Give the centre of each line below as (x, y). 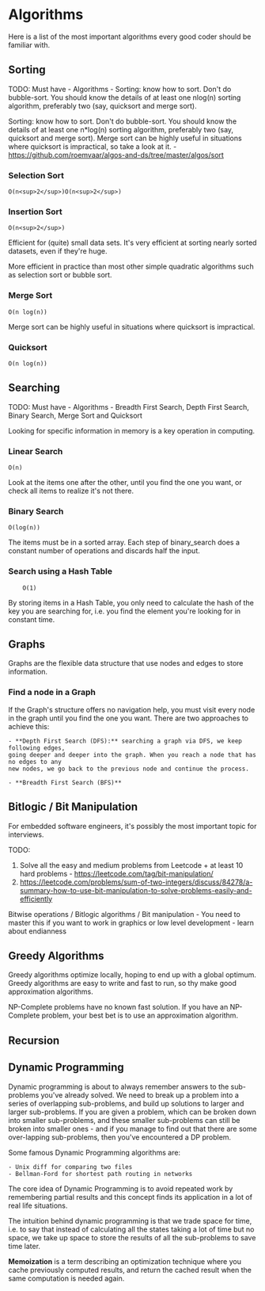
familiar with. (29, 44)
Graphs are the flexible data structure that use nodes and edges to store (126, 663)
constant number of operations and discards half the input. (104, 551)
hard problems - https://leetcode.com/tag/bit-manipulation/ (116, 873)
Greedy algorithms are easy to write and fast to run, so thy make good (123, 984)
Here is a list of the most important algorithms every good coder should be (130, 36)
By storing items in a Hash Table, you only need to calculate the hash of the (131, 602)
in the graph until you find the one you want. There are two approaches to (129, 718)
